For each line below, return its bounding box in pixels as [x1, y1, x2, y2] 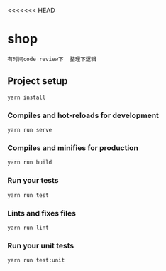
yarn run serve [7, 127, 52, 134]
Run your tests [7, 176, 59, 186]
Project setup [7, 75, 69, 87]
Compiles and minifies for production [7, 142, 138, 152]
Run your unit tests [7, 240, 74, 250]
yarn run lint [7, 224, 50, 231]
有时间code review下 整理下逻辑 [7, 55, 97, 63]
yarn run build [7, 159, 52, 166]
